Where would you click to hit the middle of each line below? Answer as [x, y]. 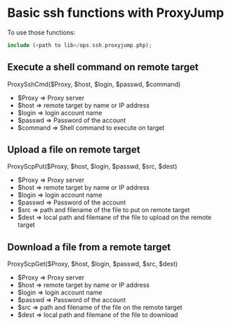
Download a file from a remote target [89, 247]
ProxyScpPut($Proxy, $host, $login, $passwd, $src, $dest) [92, 167]
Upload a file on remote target [74, 150]
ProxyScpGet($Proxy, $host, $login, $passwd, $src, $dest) [93, 264]
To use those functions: [41, 32]
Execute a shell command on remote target [103, 67]
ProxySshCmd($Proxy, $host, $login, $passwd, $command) [94, 84]
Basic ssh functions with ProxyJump [116, 13]
